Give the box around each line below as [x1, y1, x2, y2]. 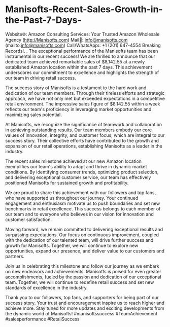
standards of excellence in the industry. [5, 284, 88, 290]
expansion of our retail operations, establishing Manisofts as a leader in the [5, 143, 162, 149]
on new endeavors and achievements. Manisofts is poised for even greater [5, 268, 161, 274]
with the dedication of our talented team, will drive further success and [5, 237, 154, 243]
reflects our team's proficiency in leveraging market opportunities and [5, 106, 152, 112]
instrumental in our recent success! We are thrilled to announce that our [5, 53, 156, 59]
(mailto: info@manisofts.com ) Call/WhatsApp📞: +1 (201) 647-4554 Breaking [5, 42, 161, 48]
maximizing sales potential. [5, 112, 62, 118]
